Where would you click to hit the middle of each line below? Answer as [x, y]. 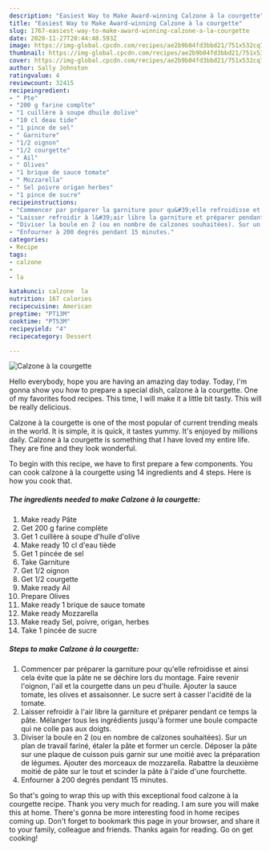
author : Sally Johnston [49, 68]
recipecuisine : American [50, 307]
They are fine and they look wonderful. [73, 448]
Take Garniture [45, 562]
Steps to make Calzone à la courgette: [74, 649]
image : [20, 46]
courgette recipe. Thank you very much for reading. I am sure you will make [134, 804]
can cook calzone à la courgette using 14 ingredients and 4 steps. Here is [130, 472]
